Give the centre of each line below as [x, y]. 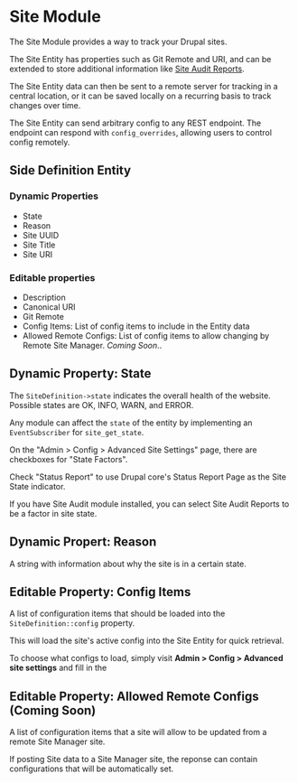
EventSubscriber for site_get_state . [77, 432]
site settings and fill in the [58, 668]
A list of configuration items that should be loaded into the [117, 614]
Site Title [39, 245]
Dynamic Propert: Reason [83, 542]
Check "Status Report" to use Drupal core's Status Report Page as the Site [148, 477]
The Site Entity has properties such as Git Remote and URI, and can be [140, 59]
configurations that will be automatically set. [92, 769]
